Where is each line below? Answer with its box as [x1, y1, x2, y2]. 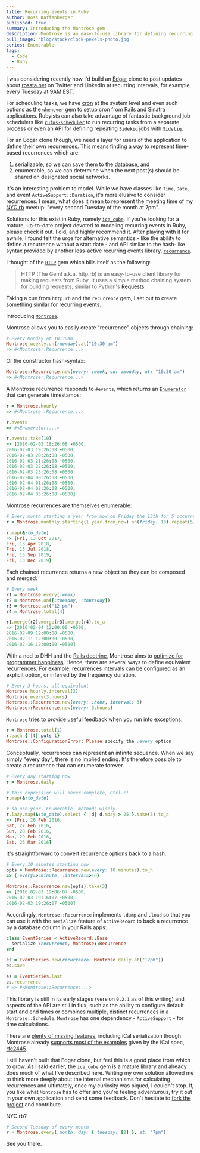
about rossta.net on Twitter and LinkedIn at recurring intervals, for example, [6, 81, 192, 88]
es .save [6, 963, 26, 969]
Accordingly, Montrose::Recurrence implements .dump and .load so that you [6, 911, 191, 918]
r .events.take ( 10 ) [6, 436, 52, 442]
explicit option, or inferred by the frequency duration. [6, 671, 136, 678]
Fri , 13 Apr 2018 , [6, 541, 52, 547]
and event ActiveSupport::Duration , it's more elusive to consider [6, 191, 165, 198]
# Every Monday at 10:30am [6, 335, 73, 341]
